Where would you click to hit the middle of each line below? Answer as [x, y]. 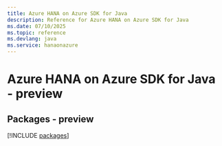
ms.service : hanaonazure [43, 45]
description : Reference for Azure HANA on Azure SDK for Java [98, 20]
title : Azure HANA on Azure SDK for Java [67, 13]
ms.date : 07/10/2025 [37, 26]
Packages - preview [51, 119]
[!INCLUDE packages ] [38, 135]
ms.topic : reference [37, 33]
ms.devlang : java [32, 39]
